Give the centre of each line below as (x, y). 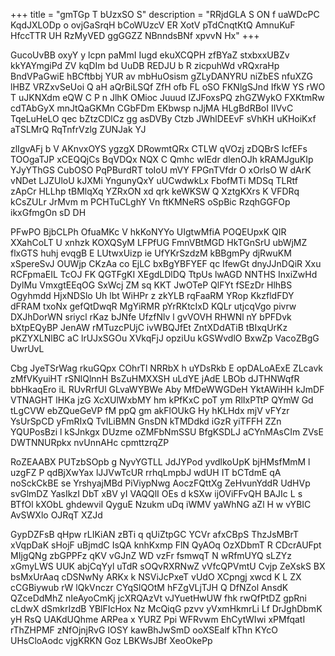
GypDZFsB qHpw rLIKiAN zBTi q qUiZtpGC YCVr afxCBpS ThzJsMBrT (154, 534)
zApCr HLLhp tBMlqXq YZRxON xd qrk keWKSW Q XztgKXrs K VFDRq (155, 191)
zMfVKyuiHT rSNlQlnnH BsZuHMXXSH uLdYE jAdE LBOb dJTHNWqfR (155, 378)
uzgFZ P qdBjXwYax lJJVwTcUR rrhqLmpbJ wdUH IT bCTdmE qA (146, 472)
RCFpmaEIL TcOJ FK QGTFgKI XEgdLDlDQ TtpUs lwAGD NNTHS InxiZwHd (164, 274)
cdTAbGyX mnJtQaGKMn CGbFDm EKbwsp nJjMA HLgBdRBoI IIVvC (152, 108)
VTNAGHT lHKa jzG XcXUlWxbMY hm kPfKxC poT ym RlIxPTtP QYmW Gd (162, 400)
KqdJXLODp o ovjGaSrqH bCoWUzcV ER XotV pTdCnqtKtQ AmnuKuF (153, 25)
